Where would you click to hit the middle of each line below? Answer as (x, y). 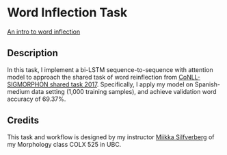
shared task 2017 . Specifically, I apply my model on (122, 84)
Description (32, 53)
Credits (23, 120)
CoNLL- (189, 77)
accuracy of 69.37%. (37, 99)
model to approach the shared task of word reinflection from (92, 77)
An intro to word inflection (44, 32)
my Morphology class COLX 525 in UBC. (64, 144)
